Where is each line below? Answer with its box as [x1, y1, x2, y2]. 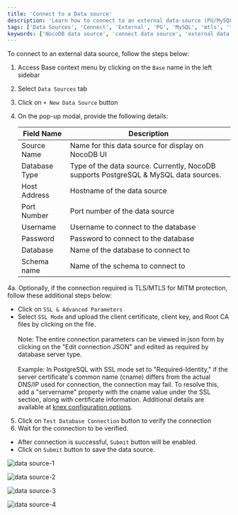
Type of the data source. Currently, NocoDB [69, 161, 216, 171]
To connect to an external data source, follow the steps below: [7, 50, 190, 58]
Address [21, 191, 50, 200]
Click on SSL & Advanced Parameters [17, 305, 123, 314]
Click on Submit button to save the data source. [17, 446, 156, 454]
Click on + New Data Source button [17, 98, 118, 107]
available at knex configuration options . [17, 403, 133, 412]
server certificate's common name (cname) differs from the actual [17, 373, 211, 381]
